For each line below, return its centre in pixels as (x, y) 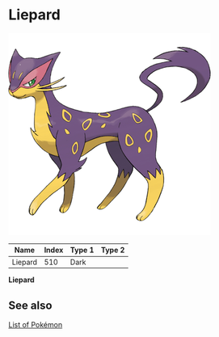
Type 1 (82, 250)
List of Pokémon (36, 324)
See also (30, 305)
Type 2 (113, 250)
